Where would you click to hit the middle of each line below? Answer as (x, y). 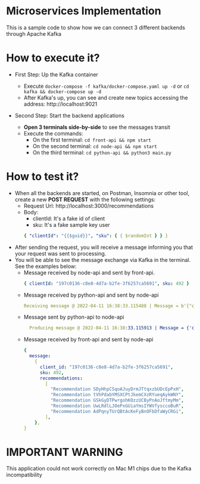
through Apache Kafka (34, 33)
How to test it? (43, 177)
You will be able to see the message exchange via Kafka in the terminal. (103, 260)
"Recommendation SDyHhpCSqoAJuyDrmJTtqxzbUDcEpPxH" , (117, 389)
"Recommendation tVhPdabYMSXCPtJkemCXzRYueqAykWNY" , (117, 395)
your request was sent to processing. (60, 253)
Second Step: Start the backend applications (70, 115)
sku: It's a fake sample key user (71, 224)
